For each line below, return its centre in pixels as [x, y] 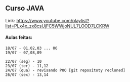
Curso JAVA [25, 8]
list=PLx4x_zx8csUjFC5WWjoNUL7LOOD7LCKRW [57, 26]
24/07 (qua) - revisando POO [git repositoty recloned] [65, 70]
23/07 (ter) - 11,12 [27, 66]
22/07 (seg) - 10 [24, 62]
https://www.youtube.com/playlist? [53, 20]
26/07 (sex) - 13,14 [27, 75]
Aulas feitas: [19, 37]
